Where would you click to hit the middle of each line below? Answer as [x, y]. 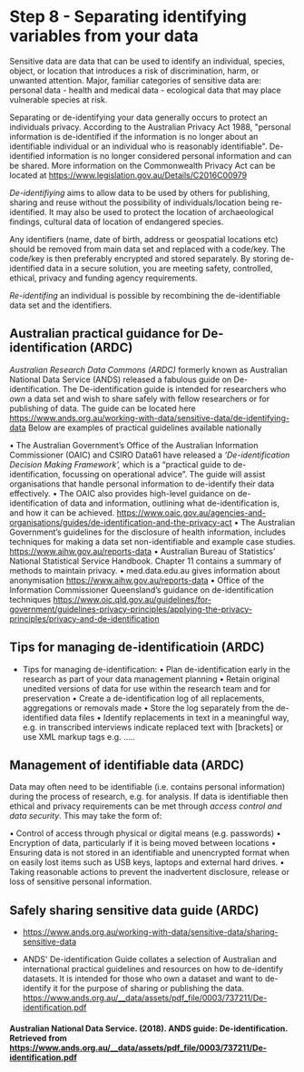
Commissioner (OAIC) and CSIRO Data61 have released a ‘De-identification [150, 455]
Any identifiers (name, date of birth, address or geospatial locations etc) [144, 239]
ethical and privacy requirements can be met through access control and [146, 806]
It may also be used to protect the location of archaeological [161, 211]
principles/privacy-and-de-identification [84, 618]
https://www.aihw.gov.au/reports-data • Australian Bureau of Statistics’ [142, 551]
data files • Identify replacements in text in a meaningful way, [175, 717]
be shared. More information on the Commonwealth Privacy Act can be [142, 165]
